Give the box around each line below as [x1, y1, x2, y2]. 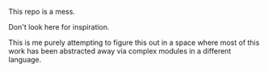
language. [8, 55, 42, 64]
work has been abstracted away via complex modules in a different [8, 46, 232, 55]
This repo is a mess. [8, 7, 75, 16]
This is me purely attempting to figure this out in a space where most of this [8, 38, 260, 47]
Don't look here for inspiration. [8, 22, 111, 31]
